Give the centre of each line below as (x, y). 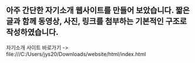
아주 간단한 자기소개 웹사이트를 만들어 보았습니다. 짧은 (98, 10)
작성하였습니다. (32, 32)
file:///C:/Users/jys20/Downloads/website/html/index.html (76, 54)
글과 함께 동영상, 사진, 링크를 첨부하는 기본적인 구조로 (96, 21)
